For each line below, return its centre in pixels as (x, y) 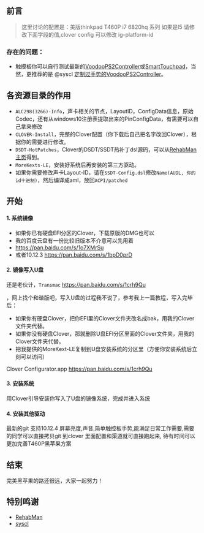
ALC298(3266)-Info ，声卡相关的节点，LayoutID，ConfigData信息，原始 (104, 111)
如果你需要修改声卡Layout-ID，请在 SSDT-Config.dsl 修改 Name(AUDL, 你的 (105, 172)
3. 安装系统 (21, 384)
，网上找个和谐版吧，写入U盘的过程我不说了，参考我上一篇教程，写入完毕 (100, 297)
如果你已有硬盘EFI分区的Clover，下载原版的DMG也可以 (85, 233)
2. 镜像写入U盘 (25, 270)
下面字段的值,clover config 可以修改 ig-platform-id (90, 34)
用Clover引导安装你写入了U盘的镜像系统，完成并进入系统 (78, 398)
